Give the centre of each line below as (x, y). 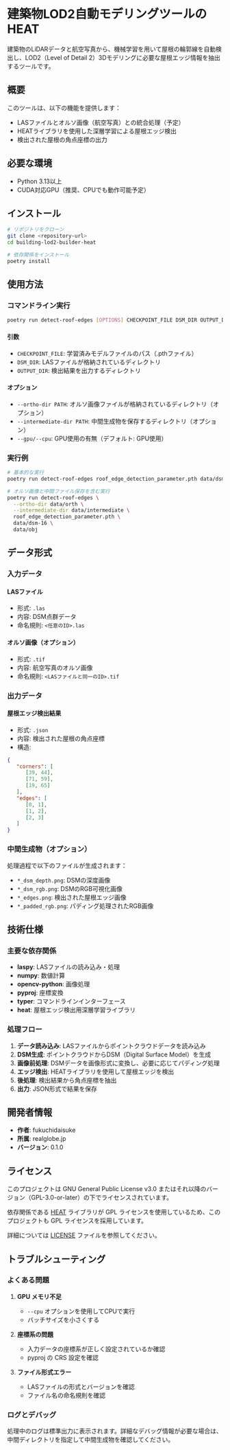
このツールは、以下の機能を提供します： (64, 108)
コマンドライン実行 (39, 306)
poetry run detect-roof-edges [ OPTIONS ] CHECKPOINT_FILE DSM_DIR (102, 320)
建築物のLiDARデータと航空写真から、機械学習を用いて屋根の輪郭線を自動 (112, 49)
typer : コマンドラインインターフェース (71, 1001)
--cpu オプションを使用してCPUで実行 (81, 1311)
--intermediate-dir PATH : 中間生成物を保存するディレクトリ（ (105, 421)
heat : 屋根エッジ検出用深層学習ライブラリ (76, 1010)
